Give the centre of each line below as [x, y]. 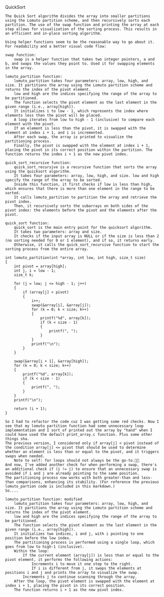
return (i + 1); [31, 409]
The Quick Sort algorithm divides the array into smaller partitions [78, 16]
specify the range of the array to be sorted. [54, 180]
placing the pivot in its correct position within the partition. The [79, 150]
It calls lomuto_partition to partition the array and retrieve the [85, 197]
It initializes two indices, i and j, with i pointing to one [79, 534]
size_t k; [24, 275]
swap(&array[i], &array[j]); [61, 305]
